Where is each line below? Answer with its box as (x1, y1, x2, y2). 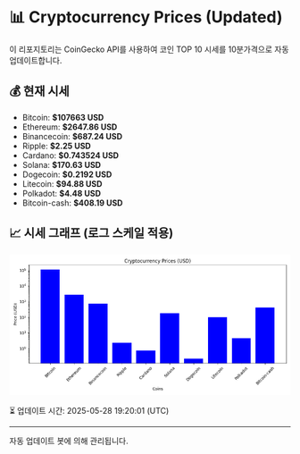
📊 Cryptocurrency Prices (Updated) (9, 7, 283, 28)
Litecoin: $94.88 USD (21, 178, 103, 189)
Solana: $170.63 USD (21, 159, 101, 170)
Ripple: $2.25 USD (21, 140, 91, 151)
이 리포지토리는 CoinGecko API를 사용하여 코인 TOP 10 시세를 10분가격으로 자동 (9, 44, 289, 55)
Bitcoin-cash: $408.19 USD (21, 198, 123, 208)
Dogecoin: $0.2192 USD (21, 169, 112, 180)
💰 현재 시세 (9, 84, 70, 99)
